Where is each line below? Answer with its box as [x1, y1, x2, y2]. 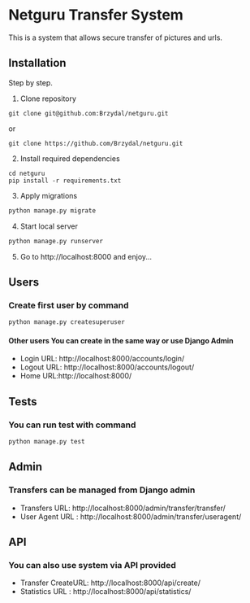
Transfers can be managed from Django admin [8, 484, 196, 496]
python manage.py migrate [8, 206, 96, 215]
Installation [8, 56, 67, 70]
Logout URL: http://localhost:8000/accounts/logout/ [19, 362, 195, 372]
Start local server [19, 221, 79, 231]
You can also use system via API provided [8, 559, 176, 570]
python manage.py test [8, 437, 85, 445]
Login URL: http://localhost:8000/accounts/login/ [19, 354, 185, 364]
